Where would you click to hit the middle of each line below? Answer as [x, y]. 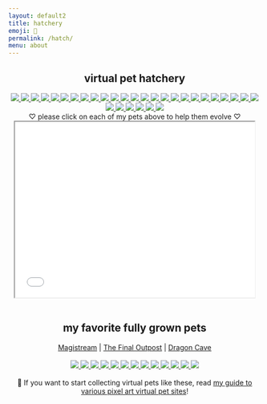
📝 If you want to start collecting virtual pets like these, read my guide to [135, 382]
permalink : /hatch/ [41, 38]
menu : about [28, 46]
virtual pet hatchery [135, 78]
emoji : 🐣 [23, 31]
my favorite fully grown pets [135, 328]
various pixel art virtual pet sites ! [135, 391]
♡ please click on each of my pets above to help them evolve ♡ [135, 116]
